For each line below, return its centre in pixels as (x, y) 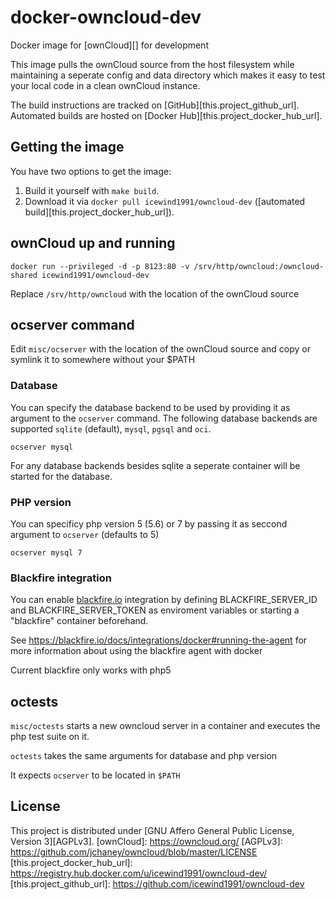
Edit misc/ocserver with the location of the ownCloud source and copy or (161, 349)
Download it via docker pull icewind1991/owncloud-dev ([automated (165, 201)
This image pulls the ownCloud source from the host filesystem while (152, 64)
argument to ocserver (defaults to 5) (85, 534)
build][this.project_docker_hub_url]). (99, 212)
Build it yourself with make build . (92, 190)
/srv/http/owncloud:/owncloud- (259, 266)
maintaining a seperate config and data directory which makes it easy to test (168, 75)
